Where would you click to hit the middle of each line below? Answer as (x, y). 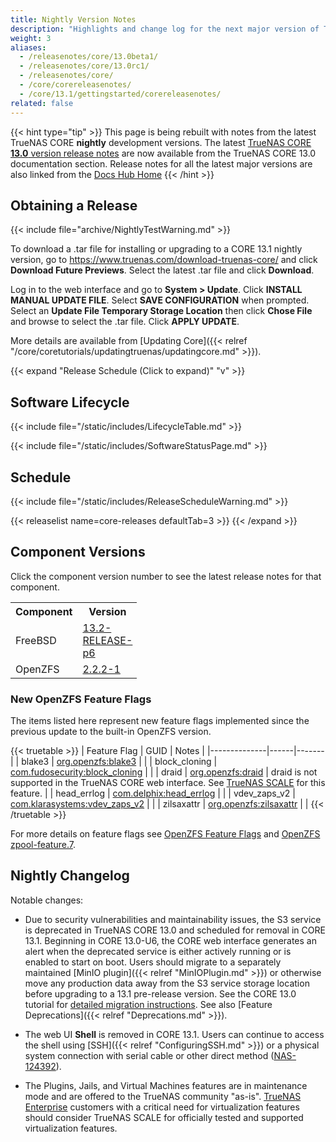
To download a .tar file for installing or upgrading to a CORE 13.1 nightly (156, 249)
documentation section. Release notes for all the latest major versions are (161, 163)
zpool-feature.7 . (43, 845)
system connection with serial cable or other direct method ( (149, 1055)
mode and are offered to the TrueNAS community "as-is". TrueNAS (163, 1096)
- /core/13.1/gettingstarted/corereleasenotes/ (120, 94)
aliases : (28, 47)
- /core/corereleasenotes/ (75, 85)
